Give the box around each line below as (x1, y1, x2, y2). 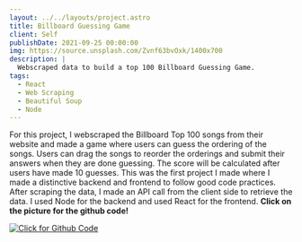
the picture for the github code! (9, 205, 129, 216)
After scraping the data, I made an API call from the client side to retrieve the (9, 186, 293, 197)
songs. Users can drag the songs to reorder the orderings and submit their (9, 149, 286, 160)
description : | (9, 55, 67, 64)
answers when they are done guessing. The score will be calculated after (9, 158, 280, 169)
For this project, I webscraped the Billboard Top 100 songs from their (9, 129, 263, 140)
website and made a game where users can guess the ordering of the (9, 139, 267, 150)
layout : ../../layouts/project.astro (9, 13, 151, 22)
